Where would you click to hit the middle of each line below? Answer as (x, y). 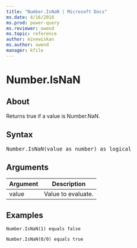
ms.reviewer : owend (30, 28)
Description (69, 184)
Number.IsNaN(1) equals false (44, 229)
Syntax (20, 135)
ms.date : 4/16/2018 (30, 17)
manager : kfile (25, 51)
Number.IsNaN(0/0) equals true (45, 239)
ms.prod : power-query (33, 23)
